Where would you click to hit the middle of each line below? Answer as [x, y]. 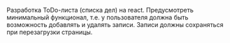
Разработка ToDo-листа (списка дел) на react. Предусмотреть [100, 10]
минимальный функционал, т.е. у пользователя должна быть [98, 17]
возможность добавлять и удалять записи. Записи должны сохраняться [115, 25]
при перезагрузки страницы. [50, 32]
